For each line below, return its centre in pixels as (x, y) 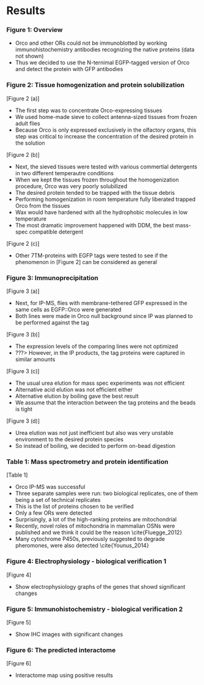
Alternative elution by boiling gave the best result (77, 396)
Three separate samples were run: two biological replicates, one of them (107, 493)
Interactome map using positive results (64, 675)
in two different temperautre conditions (64, 173)
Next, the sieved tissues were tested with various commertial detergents (106, 167)
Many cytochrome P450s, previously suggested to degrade (90, 539)
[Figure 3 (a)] (23, 291)
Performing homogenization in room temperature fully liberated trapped (105, 199)
